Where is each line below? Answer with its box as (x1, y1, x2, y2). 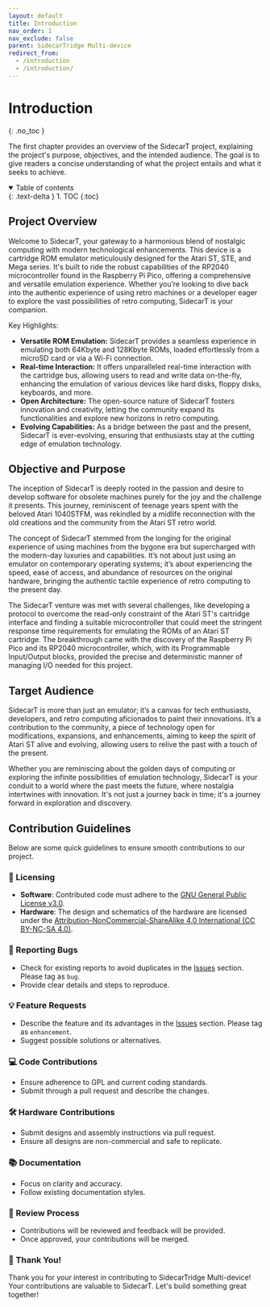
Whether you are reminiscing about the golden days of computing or (8, 764, 236, 774)
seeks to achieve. (8, 167, 67, 177)
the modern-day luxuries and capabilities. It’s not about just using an (8, 550, 236, 561)
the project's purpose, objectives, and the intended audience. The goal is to (8, 150, 260, 160)
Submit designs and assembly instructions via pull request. (19, 1128, 216, 1138)
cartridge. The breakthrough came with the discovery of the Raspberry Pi (8, 635, 252, 645)
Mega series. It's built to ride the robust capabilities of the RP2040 (8, 261, 230, 271)
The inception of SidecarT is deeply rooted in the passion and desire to (8, 483, 244, 493)
